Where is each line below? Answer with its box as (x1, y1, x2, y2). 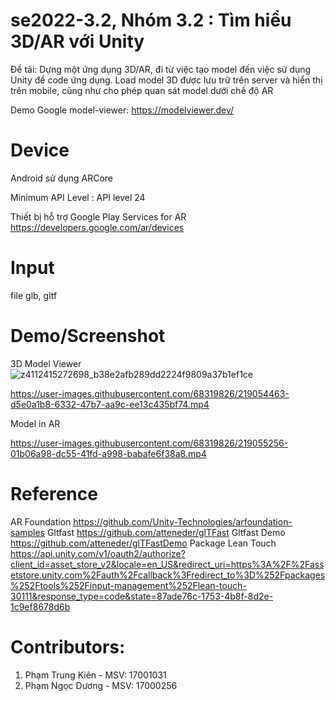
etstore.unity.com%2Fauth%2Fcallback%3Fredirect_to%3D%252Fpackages (10, 569, 326, 581)
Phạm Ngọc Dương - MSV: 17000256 (24, 679, 178, 691)
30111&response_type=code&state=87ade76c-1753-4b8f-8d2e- (10, 590, 274, 602)
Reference (10, 482, 98, 505)
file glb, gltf (10, 289, 58, 301)
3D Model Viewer (10, 357, 82, 369)
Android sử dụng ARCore (10, 172, 113, 184)
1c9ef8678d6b (10, 600, 71, 613)
